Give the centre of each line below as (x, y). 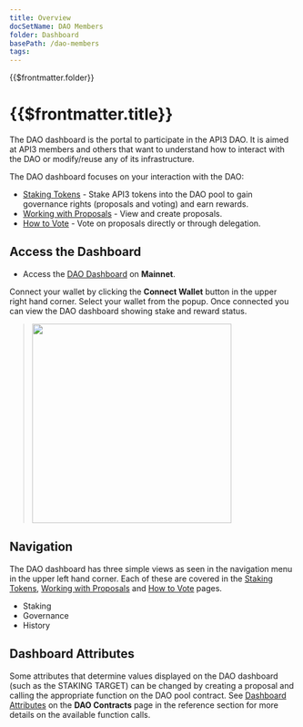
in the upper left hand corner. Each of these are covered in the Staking (141, 579)
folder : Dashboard (44, 35)
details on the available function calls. (80, 714)
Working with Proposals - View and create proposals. (122, 214)
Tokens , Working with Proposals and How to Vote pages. (116, 588)
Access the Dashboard (76, 252)
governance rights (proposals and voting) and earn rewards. (136, 204)
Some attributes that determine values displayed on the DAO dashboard (144, 676)
